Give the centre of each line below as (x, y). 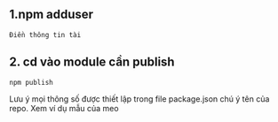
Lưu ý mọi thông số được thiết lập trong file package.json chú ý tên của (139, 99)
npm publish (31, 82)
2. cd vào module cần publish (92, 62)
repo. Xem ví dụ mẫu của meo (64, 108)
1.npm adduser (52, 15)
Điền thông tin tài (45, 34)
